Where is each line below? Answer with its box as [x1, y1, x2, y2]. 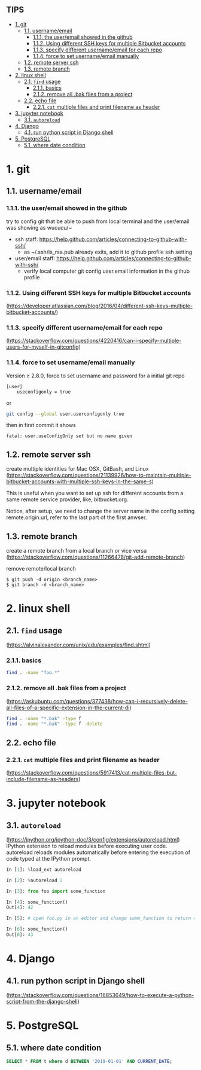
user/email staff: [14, 254, 56, 262]
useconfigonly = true [17, 389, 71, 395]
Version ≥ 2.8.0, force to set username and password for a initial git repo [6, 372, 185, 379]
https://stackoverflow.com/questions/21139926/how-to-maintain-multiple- [8, 472, 191, 479]
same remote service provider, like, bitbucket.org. [6, 496, 129, 503]
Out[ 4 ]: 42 [6, 904, 33, 911]
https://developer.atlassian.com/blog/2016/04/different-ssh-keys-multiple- [8, 302, 193, 309]
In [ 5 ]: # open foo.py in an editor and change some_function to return [6, 915, 191, 922]
